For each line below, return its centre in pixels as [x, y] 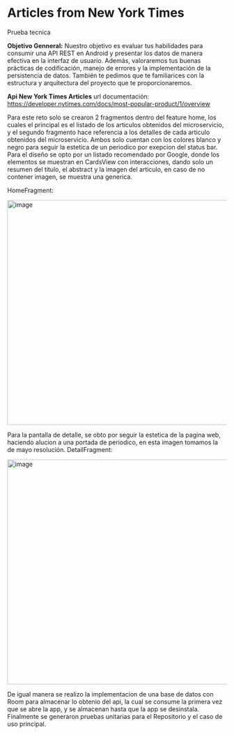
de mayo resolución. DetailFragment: [60, 449]
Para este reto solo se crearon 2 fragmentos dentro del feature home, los [112, 117]
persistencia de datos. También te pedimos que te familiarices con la [106, 75]
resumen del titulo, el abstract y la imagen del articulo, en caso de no [106, 169]
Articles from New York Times [96, 13]
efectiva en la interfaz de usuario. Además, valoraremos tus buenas [104, 60]
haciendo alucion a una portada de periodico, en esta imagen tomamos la [112, 442]
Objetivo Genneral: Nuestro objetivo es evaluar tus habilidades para [105, 45]
